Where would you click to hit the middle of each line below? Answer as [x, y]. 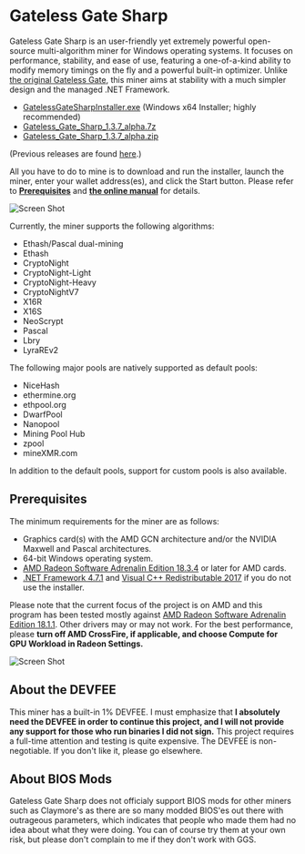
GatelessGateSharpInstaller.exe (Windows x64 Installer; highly [139, 107]
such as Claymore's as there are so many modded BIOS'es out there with [147, 810]
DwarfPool [42, 414]
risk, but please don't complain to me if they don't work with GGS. [133, 839]
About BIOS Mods [61, 779]
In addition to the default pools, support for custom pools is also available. [148, 471]
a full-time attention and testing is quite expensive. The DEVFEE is [133, 741]
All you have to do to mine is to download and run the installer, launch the [147, 171]
